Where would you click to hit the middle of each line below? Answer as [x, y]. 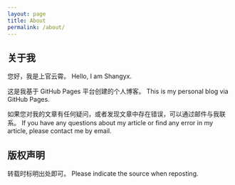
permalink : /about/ [36, 27]
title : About [27, 21]
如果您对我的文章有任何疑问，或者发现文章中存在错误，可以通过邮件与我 [113, 114]
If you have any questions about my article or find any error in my [117, 123]
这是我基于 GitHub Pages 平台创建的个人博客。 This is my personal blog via [118, 91]
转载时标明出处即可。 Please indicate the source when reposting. [103, 174]
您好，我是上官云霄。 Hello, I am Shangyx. [69, 76]
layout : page [27, 14]
